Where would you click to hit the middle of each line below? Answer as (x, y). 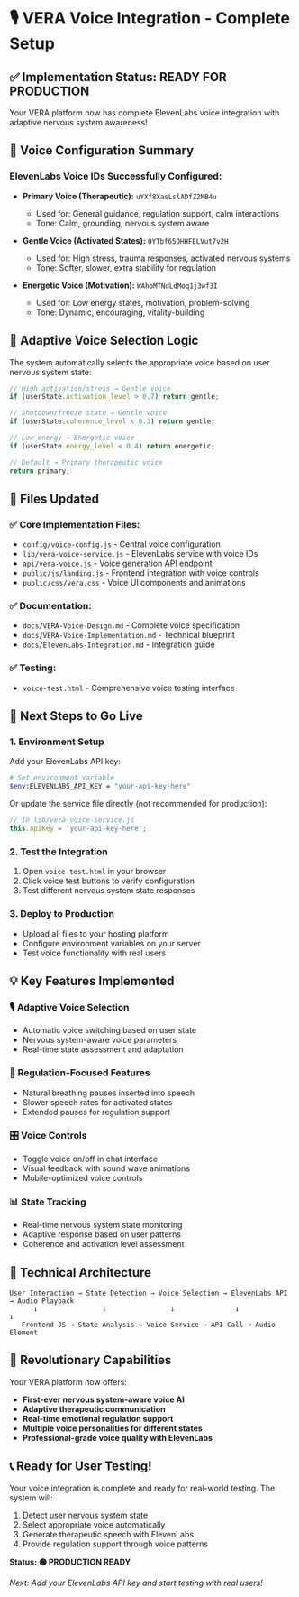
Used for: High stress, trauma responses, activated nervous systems (163, 258)
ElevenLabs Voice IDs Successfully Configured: (116, 176)
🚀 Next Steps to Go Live (76, 716)
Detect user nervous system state (85, 1515)
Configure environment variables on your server (111, 943)
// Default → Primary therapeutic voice (86, 462)
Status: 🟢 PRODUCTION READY (70, 1562)
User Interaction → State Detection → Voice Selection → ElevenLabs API (149, 1293)
